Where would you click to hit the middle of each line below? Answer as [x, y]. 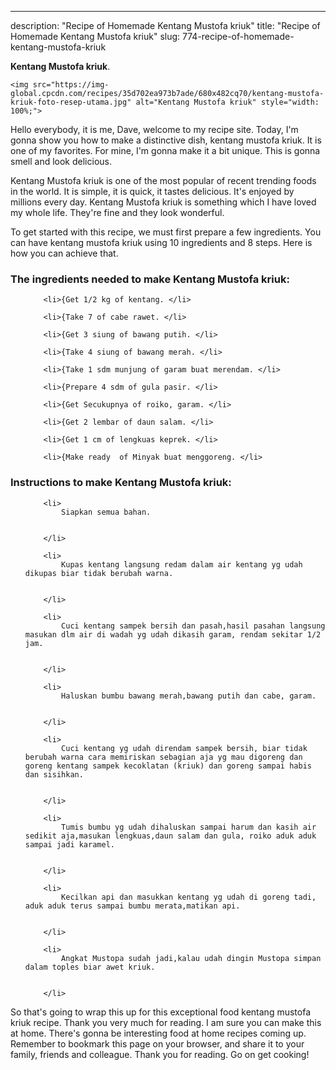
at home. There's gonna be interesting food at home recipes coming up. [158, 1033]
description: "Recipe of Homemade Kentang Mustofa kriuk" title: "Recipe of [165, 25]
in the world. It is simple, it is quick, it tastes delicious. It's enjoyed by [152, 191]
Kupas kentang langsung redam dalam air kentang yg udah [182, 564]
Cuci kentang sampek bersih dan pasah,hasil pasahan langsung [193, 626]
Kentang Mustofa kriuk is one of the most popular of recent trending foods [163, 180]
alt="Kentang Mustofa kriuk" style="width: [227, 102]
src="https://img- [71, 85]
